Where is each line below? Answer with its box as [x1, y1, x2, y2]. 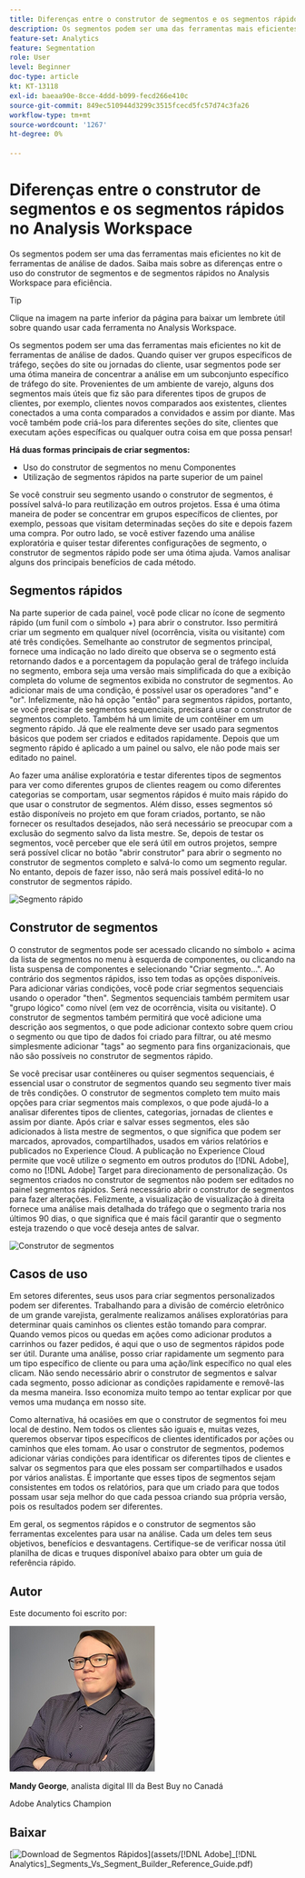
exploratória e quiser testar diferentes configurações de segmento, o [9, 537, 268, 548]
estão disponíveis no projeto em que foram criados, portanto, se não [9, 808, 266, 819]
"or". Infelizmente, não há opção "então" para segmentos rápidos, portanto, [9, 694, 292, 704]
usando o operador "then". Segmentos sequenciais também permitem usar [9, 992, 290, 1004]
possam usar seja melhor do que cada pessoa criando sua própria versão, [9, 1492, 288, 1503]
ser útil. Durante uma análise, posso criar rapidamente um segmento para [9, 1348, 284, 1359]
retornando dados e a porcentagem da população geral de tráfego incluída [9, 655, 289, 666]
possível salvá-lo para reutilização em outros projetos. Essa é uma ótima [9, 498, 280, 509]
